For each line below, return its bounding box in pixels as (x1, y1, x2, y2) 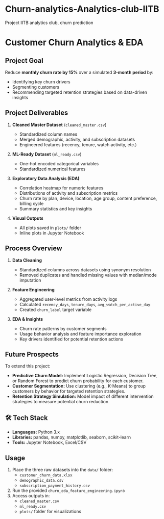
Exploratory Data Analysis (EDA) (12, 175, 80, 181)
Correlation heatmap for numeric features (19, 185, 104, 191)
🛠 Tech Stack (5, 414, 48, 422)
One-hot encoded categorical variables (19, 160, 99, 166)
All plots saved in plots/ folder (19, 225, 82, 231)
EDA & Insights (12, 316, 43, 322)
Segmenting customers (12, 84, 60, 90)
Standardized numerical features (19, 166, 86, 172)
